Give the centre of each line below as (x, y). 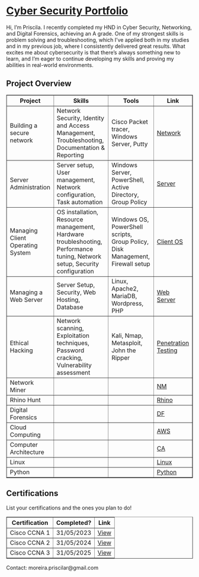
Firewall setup (131, 263)
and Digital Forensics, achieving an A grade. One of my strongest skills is (95, 33)
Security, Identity (81, 118)
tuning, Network (79, 256)
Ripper (121, 357)
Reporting (70, 155)
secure (20, 133)
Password (70, 350)
